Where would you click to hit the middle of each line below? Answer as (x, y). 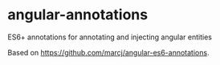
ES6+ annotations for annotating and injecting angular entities (110, 37)
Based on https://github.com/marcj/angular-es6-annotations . (108, 52)
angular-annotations (78, 15)
